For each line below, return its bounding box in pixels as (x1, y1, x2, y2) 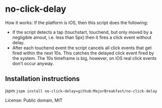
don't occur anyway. (12, 60, 54, 66)
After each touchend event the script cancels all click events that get (12, 45, 152, 51)
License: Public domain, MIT (5, 97, 63, 103)
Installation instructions (5, 75, 80, 83)
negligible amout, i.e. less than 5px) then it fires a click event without (12, 34, 152, 40)
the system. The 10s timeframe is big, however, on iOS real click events (12, 55, 157, 61)
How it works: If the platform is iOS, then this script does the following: (5, 20, 148, 26)
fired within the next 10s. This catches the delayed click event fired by (12, 50, 154, 56)
